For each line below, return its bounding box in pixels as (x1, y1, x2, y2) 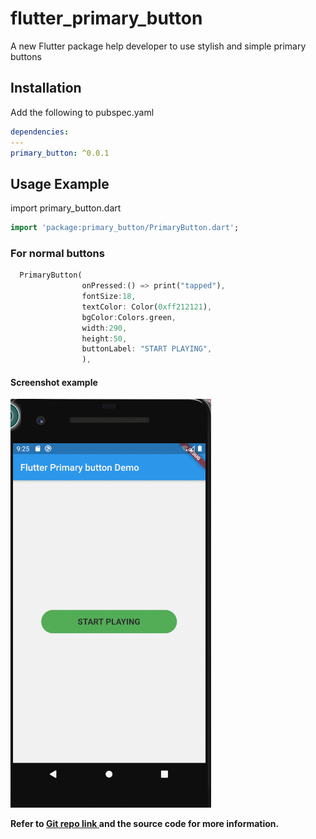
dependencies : (10, 127, 70, 137)
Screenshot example (10, 376, 98, 388)
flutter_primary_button (10, 7, 203, 30)
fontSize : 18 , (81, 292, 137, 302)
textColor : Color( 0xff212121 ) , (81, 302, 213, 312)
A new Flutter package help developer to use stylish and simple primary (10, 40, 307, 52)
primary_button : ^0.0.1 (10, 148, 110, 158)
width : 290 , (81, 323, 128, 333)
